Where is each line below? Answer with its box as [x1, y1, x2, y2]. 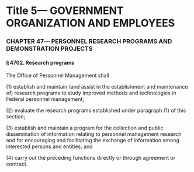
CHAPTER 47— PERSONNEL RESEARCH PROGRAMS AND [6, 37, 172, 45]
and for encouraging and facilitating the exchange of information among [6, 137, 180, 144]
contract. [6, 160, 28, 167]
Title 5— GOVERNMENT [6, 4, 124, 17]
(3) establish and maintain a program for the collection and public [6, 124, 164, 132]
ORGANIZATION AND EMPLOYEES [6, 16, 175, 30]
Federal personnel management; [6, 96, 85, 103]
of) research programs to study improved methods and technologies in [6, 89, 176, 97]
